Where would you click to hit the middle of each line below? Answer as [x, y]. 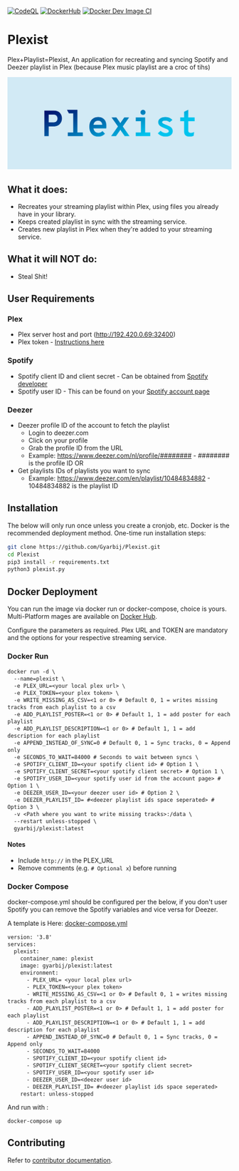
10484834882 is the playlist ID [73, 486]
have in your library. [47, 214]
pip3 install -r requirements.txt [59, 562]
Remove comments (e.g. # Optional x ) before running [97, 868]
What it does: [38, 189]
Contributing [36, 1143]
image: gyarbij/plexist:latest [67, 966]
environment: [39, 973]
